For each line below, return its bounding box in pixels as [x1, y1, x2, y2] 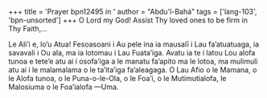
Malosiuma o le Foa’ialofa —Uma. [8, 82, 119, 92]
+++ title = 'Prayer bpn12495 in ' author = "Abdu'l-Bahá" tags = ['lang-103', [8, 7, 257, 16]
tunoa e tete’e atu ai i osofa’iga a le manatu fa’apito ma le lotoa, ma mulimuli [8, 56, 258, 66]
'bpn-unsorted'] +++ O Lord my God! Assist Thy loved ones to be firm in [8, 15, 248, 25]
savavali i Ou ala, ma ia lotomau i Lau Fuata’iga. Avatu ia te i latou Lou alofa [8, 48, 256, 57]
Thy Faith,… [8, 24, 48, 33]
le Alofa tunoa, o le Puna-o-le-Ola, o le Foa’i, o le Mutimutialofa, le [8, 74, 227, 83]
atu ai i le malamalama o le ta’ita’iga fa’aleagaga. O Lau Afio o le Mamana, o [8, 65, 257, 75]
